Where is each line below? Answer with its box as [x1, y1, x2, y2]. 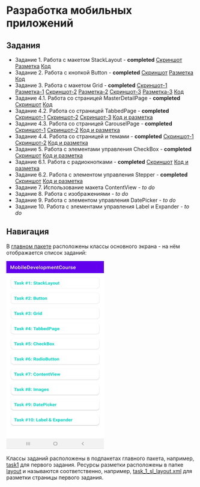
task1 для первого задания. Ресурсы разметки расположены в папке [6, 461, 184, 468]
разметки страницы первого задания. [6, 474, 104, 481]
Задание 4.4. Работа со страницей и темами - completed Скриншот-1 [14, 133, 194, 140]
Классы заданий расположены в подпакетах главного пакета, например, [6, 455, 195, 462]
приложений [6, 16, 74, 30]
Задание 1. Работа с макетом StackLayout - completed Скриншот [14, 56, 183, 63]
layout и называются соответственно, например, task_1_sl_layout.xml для [6, 467, 192, 474]
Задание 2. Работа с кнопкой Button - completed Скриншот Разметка [14, 69, 194, 76]
